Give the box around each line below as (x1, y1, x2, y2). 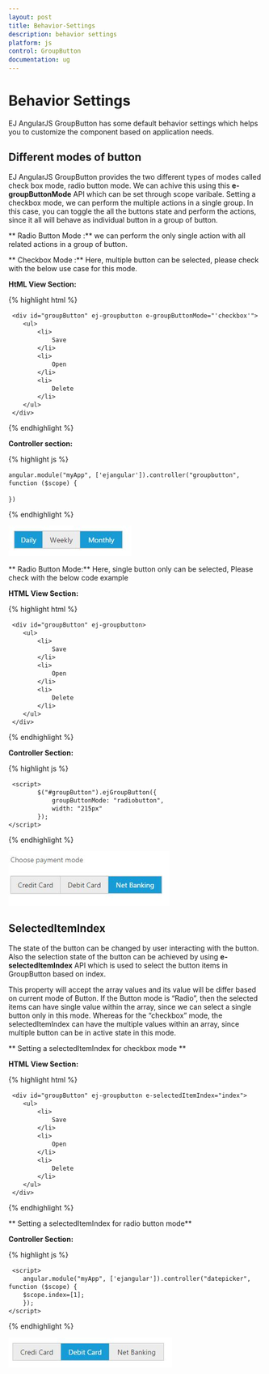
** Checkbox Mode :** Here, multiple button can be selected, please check (8, 255, 259, 265)
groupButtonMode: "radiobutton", (51, 796, 164, 805)
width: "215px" (51, 804, 103, 813)
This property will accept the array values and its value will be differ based (8, 985, 257, 994)
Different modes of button (8, 151, 141, 164)
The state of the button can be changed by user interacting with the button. (8, 943, 259, 953)
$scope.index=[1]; (23, 1291, 85, 1299)
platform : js (8, 39, 53, 47)
